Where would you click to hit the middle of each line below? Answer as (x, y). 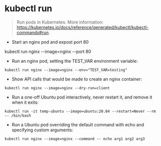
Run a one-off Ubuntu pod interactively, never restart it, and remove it (82, 97)
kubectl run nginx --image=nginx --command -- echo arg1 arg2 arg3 (75, 139)
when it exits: (25, 102)
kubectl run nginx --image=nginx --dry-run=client (57, 88)
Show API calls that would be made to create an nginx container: (77, 79)
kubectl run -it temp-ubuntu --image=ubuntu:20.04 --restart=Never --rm (80, 111)
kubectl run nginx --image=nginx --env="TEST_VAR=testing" (66, 70)
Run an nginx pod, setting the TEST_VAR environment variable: (75, 61)
